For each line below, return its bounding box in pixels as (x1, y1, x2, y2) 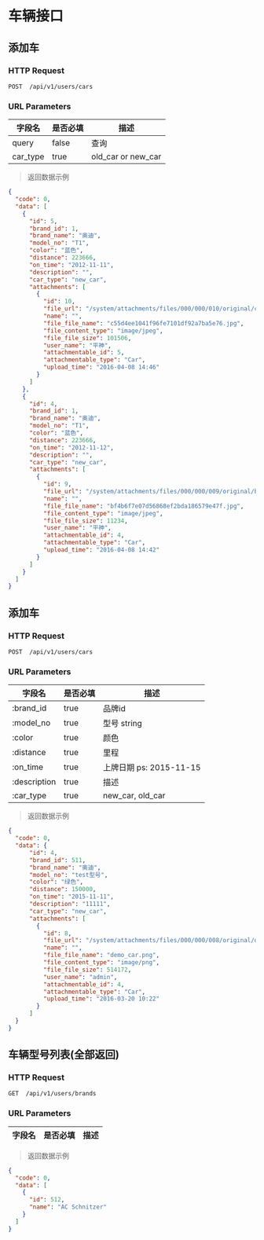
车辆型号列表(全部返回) (8, 1048, 119, 1062)
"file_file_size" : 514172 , (42, 966, 132, 974)
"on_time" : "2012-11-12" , (28, 443, 114, 452)
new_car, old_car (103, 791, 166, 802)
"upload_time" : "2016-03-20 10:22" (42, 995, 159, 1003)
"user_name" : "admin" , (42, 973, 118, 981)
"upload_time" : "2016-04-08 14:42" (42, 546, 159, 554)
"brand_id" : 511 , (28, 856, 86, 864)
